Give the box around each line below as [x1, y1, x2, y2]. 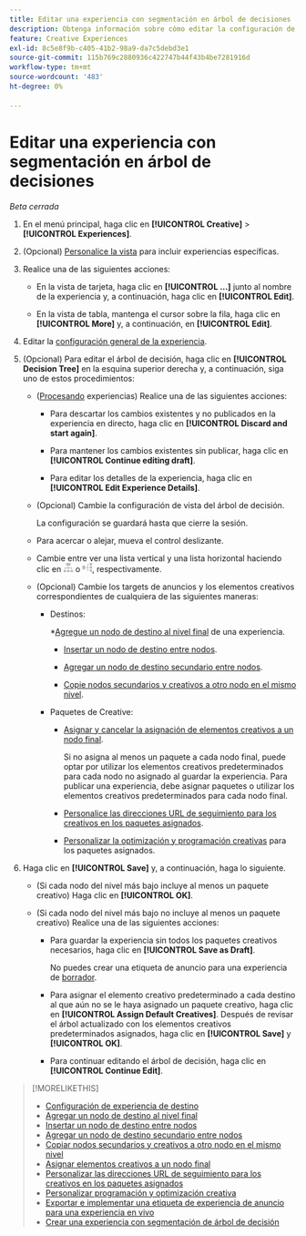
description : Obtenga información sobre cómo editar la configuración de [9, 24, 296, 34]
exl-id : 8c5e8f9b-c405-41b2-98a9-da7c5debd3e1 [9, 44, 189, 53]
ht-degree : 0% [9, 82, 64, 91]
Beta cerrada [9, 200, 59, 211]
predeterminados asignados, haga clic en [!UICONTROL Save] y [49, 1027, 291, 1038]
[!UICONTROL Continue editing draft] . [49, 455, 196, 465]
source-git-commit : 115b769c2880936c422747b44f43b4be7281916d [9, 53, 250, 63]
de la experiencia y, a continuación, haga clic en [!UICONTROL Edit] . [36, 291, 294, 301]
